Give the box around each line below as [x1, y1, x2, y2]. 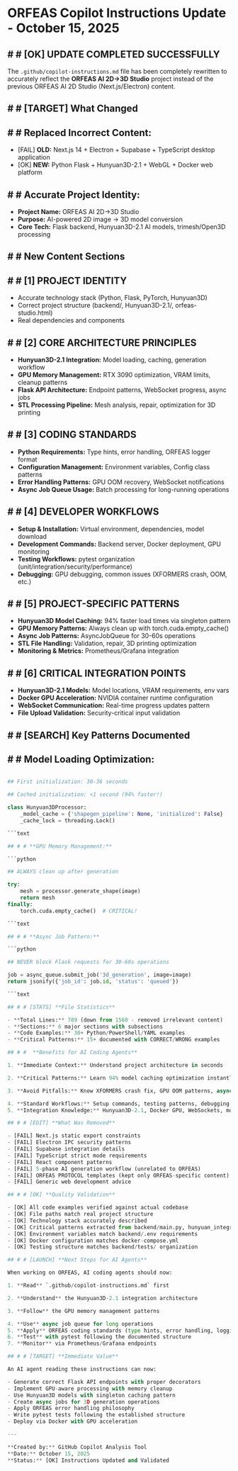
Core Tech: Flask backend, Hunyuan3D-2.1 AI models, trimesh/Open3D [17, 223, 226, 231]
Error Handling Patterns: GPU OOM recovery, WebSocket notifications [17, 477, 225, 486]
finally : [7, 900, 33, 908]
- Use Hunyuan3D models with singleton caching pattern [7, 1392, 176, 1399]
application [17, 153, 51, 162]
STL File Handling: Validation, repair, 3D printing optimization [17, 639, 197, 648]
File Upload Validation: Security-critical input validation [17, 709, 181, 717]
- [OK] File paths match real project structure [7, 1211, 154, 1218]
